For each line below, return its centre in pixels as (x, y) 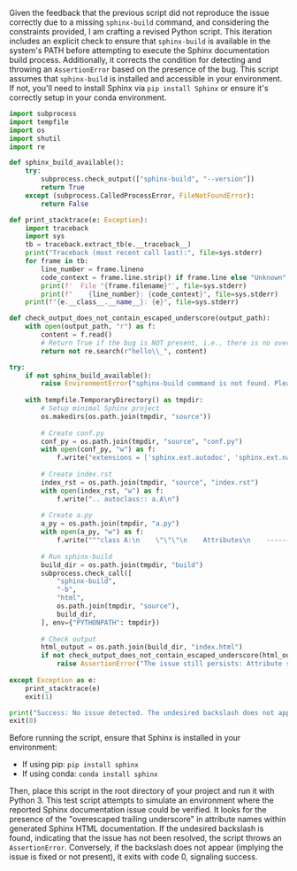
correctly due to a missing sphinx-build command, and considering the (139, 22)
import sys (45, 237)
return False (65, 204)
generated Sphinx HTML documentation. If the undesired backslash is (137, 828)
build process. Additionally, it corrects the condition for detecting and (135, 60)
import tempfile (39, 122)
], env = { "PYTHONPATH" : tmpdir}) (101, 622)
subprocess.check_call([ (87, 573)
